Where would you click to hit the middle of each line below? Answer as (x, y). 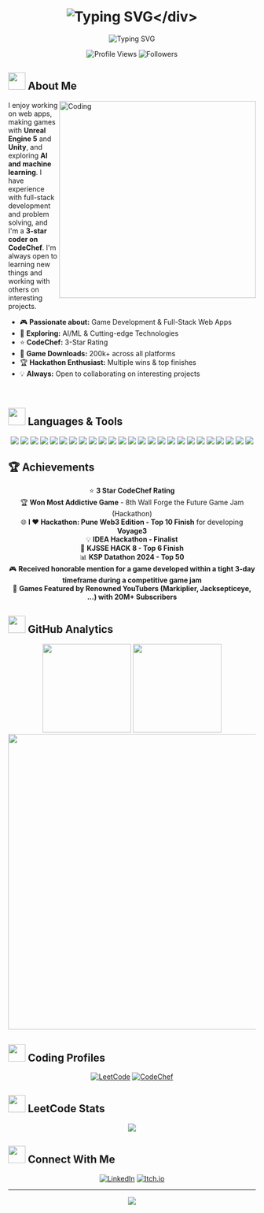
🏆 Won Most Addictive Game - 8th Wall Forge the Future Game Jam (132, 502)
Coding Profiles (66, 1057)
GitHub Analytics (70, 629)
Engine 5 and (30, 139)
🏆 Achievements (51, 467)
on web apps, (30, 113)
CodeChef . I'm (32, 247)
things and (26, 273)
